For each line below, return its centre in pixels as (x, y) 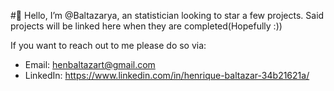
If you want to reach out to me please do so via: (108, 45)
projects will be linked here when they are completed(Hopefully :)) (146, 26)
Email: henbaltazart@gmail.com (90, 64)
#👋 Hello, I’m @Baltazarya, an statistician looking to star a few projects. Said (167, 15)
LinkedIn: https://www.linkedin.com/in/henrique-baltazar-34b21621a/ (167, 75)
